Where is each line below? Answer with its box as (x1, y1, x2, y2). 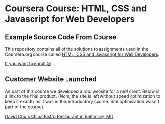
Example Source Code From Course (5, 33, 117, 41)
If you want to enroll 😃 (5, 61, 52, 66)
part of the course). (5, 104, 45, 110)
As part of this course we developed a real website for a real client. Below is (5, 88, 160, 94)
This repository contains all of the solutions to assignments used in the (5, 46, 149, 52)
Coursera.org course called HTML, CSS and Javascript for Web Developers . (5, 51, 160, 57)
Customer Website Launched (5, 75, 97, 84)
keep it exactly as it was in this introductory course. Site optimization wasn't (5, 98, 159, 104)
